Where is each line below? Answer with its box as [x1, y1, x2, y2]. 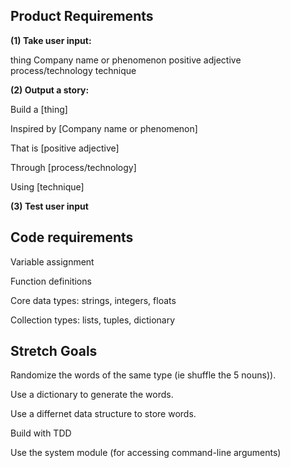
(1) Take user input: [10, 34, 92, 46]
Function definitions [10, 275, 92, 287]
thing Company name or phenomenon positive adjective [10, 54, 242, 66]
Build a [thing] [10, 103, 68, 115]
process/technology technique [10, 64, 137, 76]
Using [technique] [10, 180, 85, 193]
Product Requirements [10, 8, 154, 25]
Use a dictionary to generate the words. [10, 389, 174, 401]
